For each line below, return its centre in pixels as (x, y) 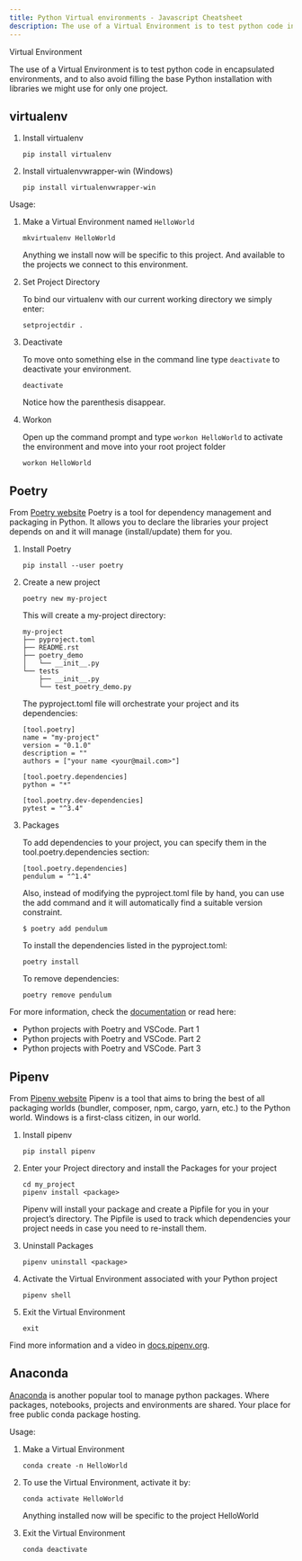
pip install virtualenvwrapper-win (89, 188)
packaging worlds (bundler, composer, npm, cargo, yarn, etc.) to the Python (150, 1108)
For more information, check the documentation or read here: (123, 1012)
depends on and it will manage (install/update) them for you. (121, 532)
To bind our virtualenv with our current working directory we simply (147, 300)
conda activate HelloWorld (73, 1499)
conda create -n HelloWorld (75, 1466)
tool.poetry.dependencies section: (86, 852)
